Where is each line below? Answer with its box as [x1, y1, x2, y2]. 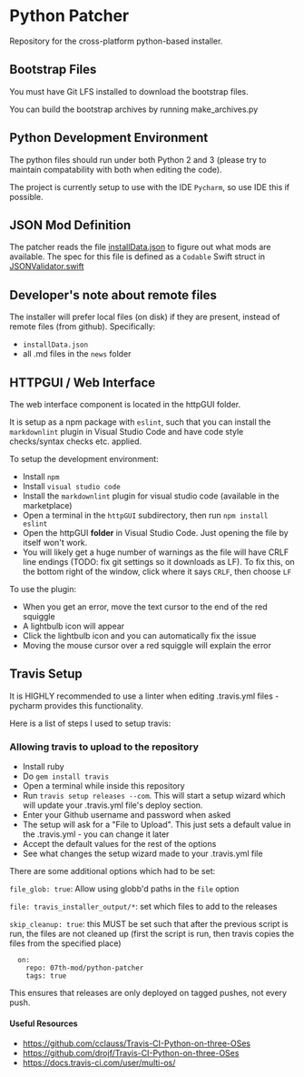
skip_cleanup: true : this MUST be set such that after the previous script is [9, 919, 289, 930]
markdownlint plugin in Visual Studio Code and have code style [9, 427, 244, 437]
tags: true [25, 971, 67, 981]
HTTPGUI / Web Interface [9, 375, 156, 390]
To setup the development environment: [9, 454, 159, 464]
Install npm [22, 471, 60, 482]
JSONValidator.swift [9, 261, 84, 272]
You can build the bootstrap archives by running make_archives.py [9, 104, 259, 115]
